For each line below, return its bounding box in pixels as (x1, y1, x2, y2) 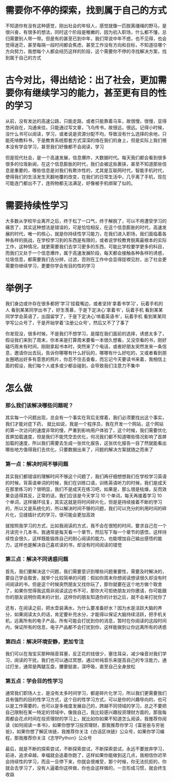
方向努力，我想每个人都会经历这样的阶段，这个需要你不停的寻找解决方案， (5, 48, 162, 54)
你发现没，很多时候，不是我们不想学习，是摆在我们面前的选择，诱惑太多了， (5, 330, 167, 336)
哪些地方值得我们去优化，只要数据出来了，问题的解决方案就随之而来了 (5, 447, 154, 453)
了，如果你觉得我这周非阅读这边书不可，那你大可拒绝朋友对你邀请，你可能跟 (5, 587, 167, 594)
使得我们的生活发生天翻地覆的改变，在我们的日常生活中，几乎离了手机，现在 (5, 174, 167, 180)
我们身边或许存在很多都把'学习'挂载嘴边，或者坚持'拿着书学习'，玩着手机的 (5, 300, 163, 306)
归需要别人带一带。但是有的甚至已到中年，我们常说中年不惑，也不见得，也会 (5, 35, 167, 41)
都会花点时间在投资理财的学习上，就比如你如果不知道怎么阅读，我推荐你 (9, 715, 162, 722)
